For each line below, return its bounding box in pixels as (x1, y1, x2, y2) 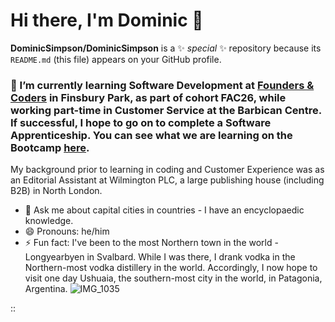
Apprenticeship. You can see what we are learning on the (10, 128, 293, 142)
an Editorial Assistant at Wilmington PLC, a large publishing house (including (10, 174, 325, 186)
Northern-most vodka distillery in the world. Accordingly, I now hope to (24, 262, 318, 274)
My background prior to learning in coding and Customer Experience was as (10, 164, 325, 176)
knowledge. (24, 215, 74, 227)
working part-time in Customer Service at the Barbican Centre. (10, 103, 322, 117)
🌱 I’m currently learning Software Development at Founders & (10, 78, 315, 92)
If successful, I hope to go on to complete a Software (10, 115, 272, 129)
